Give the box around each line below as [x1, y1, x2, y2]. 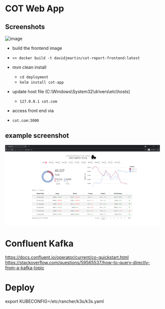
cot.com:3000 [12, 118, 39, 123]
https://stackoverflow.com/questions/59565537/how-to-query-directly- [5, 260, 150, 266]
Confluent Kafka [5, 238, 74, 249]
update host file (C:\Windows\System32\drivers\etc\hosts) [12, 89, 130, 94]
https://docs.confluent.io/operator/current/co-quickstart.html [5, 254, 129, 260]
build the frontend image [12, 45, 62, 51]
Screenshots [5, 23, 45, 31]
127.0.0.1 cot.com [19, 99, 57, 104]
